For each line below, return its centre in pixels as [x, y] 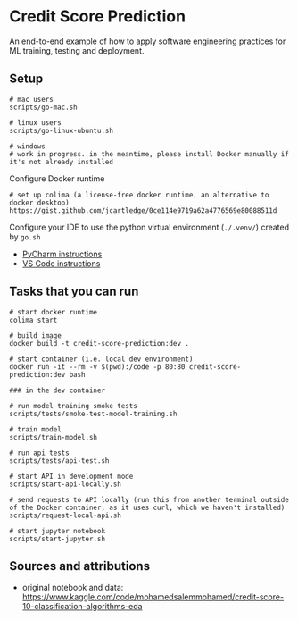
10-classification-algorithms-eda [82, 607]
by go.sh [25, 236]
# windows [28, 146]
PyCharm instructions [62, 254]
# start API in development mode [71, 476]
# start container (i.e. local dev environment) [101, 359]
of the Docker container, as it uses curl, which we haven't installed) [147, 507]
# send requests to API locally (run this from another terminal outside [149, 499]
